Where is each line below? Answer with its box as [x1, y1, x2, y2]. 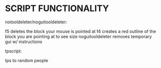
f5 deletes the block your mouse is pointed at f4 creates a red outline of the [5, 28, 157, 34]
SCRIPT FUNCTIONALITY [5, 3, 109, 14]
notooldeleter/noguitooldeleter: [5, 19, 67, 25]
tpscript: [5, 48, 22, 54]
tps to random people [5, 57, 49, 63]
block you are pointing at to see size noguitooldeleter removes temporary [5, 34, 152, 39]
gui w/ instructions [5, 38, 42, 44]
